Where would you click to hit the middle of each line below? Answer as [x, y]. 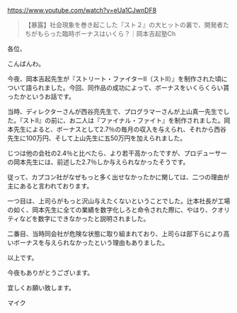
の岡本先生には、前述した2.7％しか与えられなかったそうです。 [98, 162]
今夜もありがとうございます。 [51, 273]
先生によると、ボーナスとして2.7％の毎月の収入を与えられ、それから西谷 [120, 129]
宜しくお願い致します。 [41, 288]
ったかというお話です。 [41, 96]
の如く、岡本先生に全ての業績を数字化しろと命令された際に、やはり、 [110, 210]
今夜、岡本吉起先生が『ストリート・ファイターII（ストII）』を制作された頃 [114, 79]
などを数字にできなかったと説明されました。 [85, 218]
